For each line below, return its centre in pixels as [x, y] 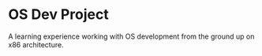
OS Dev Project [58, 15]
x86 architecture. [36, 44]
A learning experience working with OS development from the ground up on [131, 36]
